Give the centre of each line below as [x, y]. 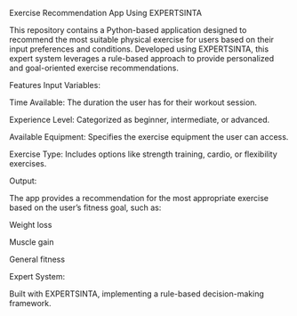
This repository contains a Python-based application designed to [128, 30]
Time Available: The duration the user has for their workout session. [133, 102]
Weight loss [31, 225]
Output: [23, 181]
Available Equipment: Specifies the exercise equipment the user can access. [149, 137]
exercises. [28, 163]
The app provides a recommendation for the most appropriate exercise [139, 198]
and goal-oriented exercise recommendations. [94, 68]
